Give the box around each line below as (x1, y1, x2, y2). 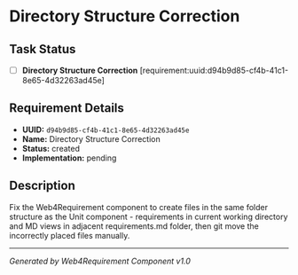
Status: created (21, 143, 80, 153)
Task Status (9, 42, 76, 57)
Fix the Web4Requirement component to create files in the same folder (9, 201, 269, 212)
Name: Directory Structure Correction (21, 133, 161, 144)
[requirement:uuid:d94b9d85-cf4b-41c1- (139, 65, 289, 75)
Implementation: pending (21, 153, 117, 163)
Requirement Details (9, 100, 124, 116)
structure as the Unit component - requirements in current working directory (9, 211, 288, 222)
